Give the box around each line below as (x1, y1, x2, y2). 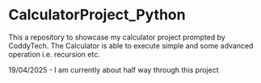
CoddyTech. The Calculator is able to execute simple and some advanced (8, 40, 254, 50)
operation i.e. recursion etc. (8, 49, 101, 59)
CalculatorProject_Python (8, 6, 186, 24)
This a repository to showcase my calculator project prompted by (8, 32, 226, 42)
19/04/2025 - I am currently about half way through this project (8, 64, 219, 74)
